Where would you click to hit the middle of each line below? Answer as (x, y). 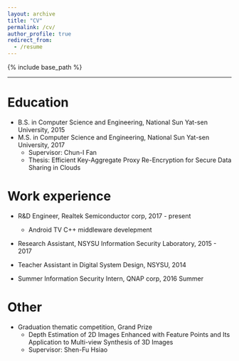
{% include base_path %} (45, 67)
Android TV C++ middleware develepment (90, 230)
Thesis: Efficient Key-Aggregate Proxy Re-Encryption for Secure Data (130, 160)
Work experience (59, 196)
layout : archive (31, 14)
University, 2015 (41, 129)
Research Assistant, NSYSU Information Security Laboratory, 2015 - (117, 243)
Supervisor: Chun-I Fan (63, 152)
